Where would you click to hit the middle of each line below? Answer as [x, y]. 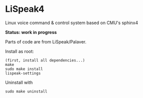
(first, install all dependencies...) [45, 60]
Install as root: [20, 51]
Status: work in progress [31, 32]
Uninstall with [19, 82]
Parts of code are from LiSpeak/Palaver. [46, 42]
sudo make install [24, 69]
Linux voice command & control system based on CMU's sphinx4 [72, 23]
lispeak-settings [23, 73]
